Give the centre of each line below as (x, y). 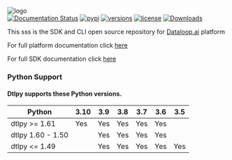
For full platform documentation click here (67, 45)
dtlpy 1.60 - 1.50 (39, 135)
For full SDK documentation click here (62, 59)
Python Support (35, 77)
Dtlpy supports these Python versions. (65, 94)
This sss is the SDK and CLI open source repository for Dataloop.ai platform (116, 32)
